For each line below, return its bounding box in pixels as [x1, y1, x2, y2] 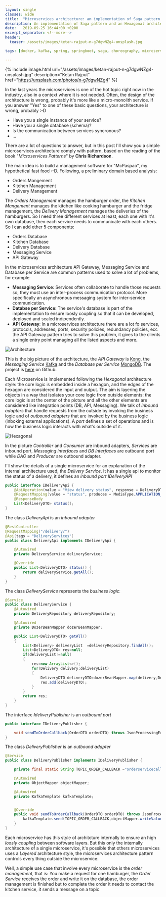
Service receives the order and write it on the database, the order [5, 876, 138, 882]
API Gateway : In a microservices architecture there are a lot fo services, [12, 321, 160, 327]
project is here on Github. [5, 366, 57, 372]
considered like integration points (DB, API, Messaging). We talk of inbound [5, 402, 159, 408]
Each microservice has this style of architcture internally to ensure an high [5, 835, 157, 841]
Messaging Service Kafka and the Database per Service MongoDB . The [5, 361, 152, 367]
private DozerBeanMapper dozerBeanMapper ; [14, 625, 103, 630]
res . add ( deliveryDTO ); [40, 680, 87, 685]
